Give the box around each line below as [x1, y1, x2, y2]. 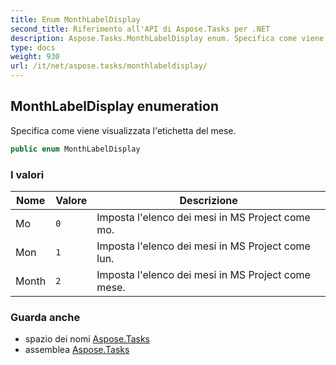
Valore [55, 193, 88, 207]
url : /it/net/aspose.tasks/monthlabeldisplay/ [10, 61, 208, 71]
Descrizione [179, 193, 238, 207]
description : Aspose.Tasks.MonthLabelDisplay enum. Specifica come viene [10, 33, 325, 43]
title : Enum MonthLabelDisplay [10, 14, 141, 25]
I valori [10, 167, 45, 181]
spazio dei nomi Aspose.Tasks [24, 333, 150, 345]
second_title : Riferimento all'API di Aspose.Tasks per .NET [10, 24, 271, 34]
